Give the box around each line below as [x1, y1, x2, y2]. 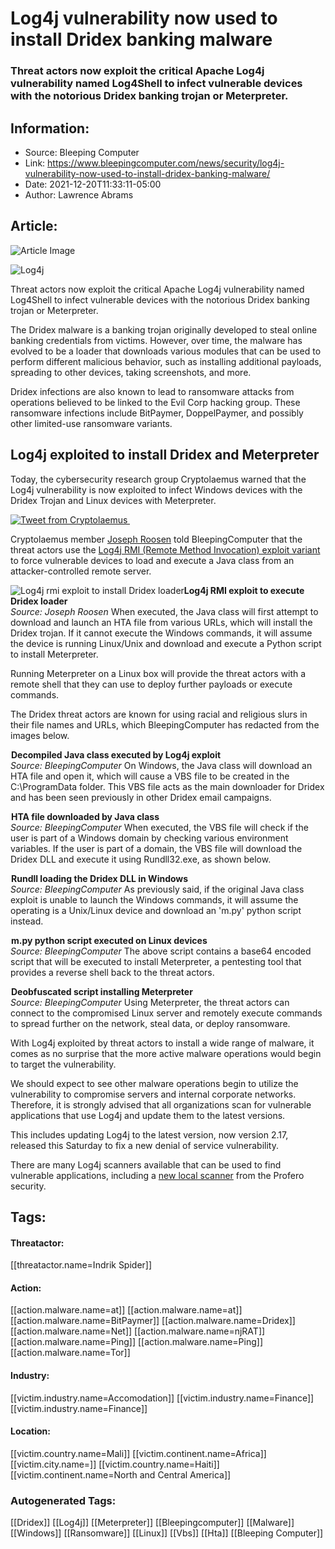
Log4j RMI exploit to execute [183, 584, 305, 596]
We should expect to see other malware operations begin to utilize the [10, 1077, 299, 1089]
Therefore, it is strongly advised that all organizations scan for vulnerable [10, 1098, 312, 1111]
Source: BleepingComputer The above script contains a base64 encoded [10, 945, 312, 957]
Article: [10, 218, 58, 235]
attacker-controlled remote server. [10, 565, 152, 577]
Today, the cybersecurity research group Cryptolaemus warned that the [10, 473, 307, 485]
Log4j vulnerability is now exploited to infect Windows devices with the [10, 483, 303, 496]
